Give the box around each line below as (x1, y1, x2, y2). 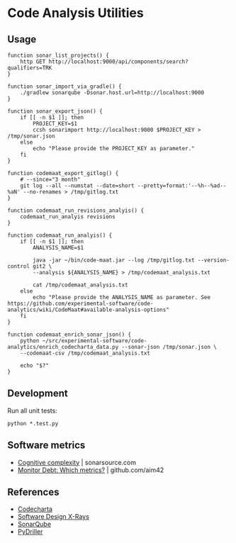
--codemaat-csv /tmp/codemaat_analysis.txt (20, 349, 151, 357)
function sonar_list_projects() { (7, 52, 110, 59)
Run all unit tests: (7, 406, 58, 415)
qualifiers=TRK (7, 65, 52, 72)
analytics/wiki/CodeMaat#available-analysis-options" (7, 306, 170, 313)
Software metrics (7, 440, 86, 452)
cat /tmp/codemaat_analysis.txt (33, 281, 129, 289)
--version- (197, 257, 230, 264)
